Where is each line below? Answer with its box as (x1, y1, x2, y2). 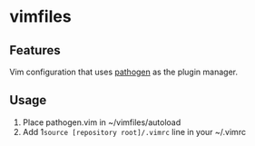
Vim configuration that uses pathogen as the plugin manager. (9, 66, 239, 77)
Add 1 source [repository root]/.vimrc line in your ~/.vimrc (22, 126, 247, 137)
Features (9, 43, 61, 58)
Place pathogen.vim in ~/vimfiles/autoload (22, 116, 181, 128)
